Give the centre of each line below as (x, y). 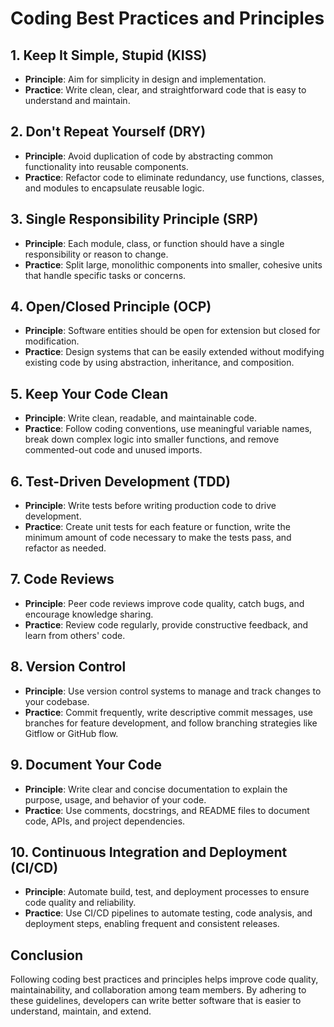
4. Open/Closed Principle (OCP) (111, 307)
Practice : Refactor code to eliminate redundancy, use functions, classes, (174, 177)
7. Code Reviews (62, 579)
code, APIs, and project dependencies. (105, 821)
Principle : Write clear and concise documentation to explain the (156, 789)
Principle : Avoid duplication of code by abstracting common (149, 156)
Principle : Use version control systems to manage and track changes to (173, 691)
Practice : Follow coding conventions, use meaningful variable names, (168, 429)
